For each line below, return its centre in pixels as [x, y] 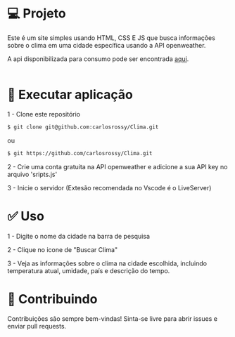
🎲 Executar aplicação [70, 95]
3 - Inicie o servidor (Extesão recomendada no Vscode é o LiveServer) [109, 187]
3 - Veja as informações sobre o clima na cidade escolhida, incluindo [107, 263]
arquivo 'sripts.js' [32, 174]
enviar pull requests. [37, 326]
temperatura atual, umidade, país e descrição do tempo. [89, 270]
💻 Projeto [37, 14]
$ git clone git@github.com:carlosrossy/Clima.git [83, 127]
